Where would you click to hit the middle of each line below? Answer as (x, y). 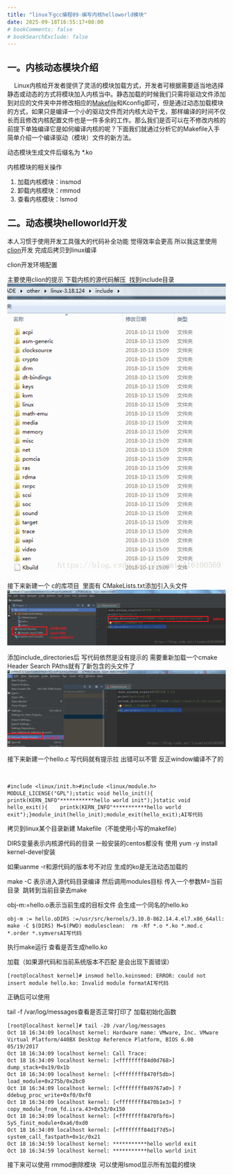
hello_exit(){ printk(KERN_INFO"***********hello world (94, 807)
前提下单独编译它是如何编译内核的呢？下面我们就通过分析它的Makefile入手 (114, 129)
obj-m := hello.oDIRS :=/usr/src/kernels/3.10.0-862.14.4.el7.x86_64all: (116, 919)
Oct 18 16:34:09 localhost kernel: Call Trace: (77, 1053)
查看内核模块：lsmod (47, 199)
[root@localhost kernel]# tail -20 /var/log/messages (87, 1026)
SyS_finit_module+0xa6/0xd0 (48, 1123)
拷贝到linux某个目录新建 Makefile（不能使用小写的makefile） (94, 828)
